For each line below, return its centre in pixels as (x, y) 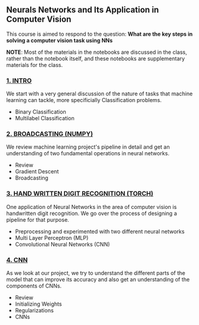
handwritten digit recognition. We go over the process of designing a (92, 213)
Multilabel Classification (45, 118)
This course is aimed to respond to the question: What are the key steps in (99, 34)
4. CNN (17, 260)
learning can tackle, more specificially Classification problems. (84, 100)
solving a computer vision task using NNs (59, 40)
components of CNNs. (34, 286)
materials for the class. (35, 65)
